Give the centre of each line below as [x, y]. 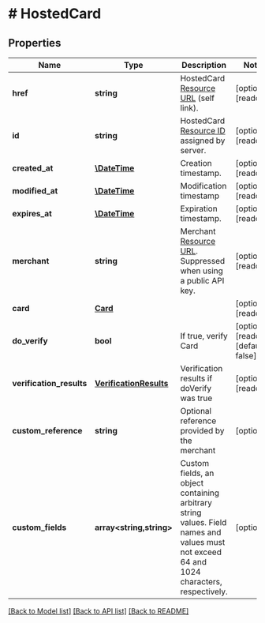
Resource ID [203, 131]
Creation [196, 163]
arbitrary [196, 503]
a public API [202, 281]
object [192, 483]
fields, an [197, 473]
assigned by [203, 141]
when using [202, 271]
